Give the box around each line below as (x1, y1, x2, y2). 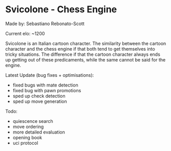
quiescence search (12, 118, 53, 124)
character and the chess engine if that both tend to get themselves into (5, 46, 155, 52)
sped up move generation (12, 98, 68, 104)
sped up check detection (12, 93, 66, 99)
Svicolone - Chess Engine (5, 4, 117, 15)
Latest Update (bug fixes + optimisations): (5, 72, 94, 78)
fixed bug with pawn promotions (12, 87, 81, 93)
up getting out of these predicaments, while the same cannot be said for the (5, 56, 166, 62)
